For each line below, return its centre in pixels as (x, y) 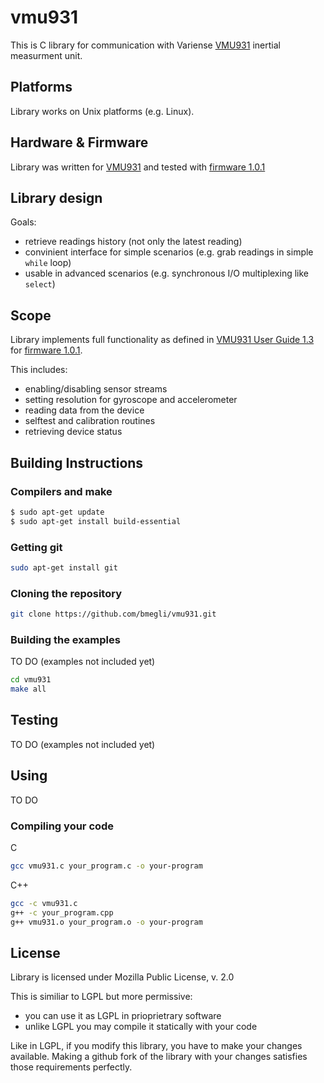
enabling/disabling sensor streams (96, 389)
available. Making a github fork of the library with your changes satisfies (159, 1057)
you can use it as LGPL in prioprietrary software (123, 1016)
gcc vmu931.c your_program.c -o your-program (106, 866)
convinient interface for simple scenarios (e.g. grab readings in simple (169, 252)
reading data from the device (84, 410)
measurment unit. (46, 55)
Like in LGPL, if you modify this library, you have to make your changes (156, 1046)
